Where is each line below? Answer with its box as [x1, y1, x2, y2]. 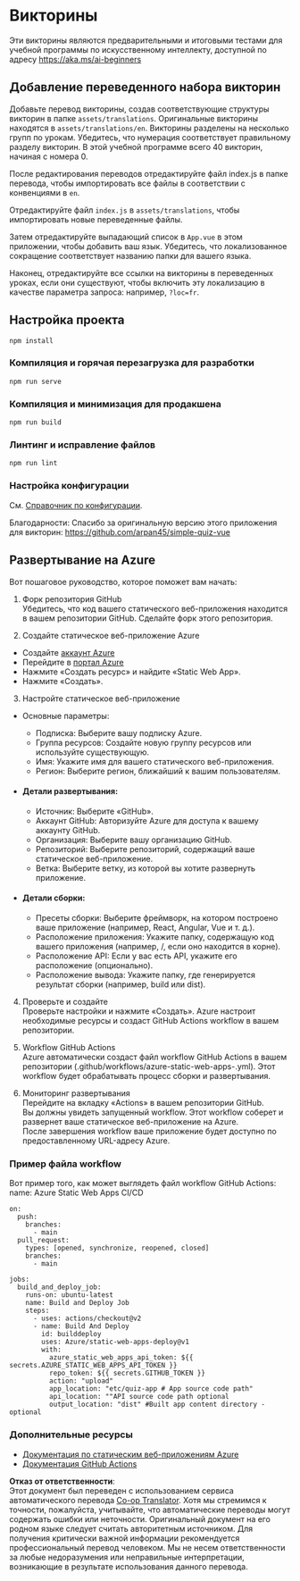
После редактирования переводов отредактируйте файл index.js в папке [9, 168, 288, 179]
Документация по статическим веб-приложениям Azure [21, 1449, 239, 1460]
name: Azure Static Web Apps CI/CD [9, 1187, 144, 1198]
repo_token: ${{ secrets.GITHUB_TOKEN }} [48, 1368, 205, 1378]
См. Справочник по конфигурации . [9, 499, 143, 510]
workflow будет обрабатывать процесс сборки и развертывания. [21, 1070, 271, 1081]
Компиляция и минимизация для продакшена [9, 397, 221, 410]
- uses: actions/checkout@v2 [32, 1314, 142, 1323]
